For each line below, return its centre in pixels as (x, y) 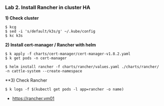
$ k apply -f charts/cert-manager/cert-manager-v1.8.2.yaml (68, 54)
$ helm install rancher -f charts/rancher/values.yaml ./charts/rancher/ (82, 67)
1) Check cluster (22, 18)
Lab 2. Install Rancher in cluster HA (48, 7)
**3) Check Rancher (26, 80)
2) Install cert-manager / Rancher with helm (51, 45)
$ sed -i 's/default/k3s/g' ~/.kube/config (50, 32)
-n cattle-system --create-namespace (44, 71)
